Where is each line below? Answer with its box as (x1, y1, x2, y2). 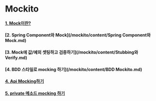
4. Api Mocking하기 (5, 78, 45, 84)
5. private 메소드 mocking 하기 (5, 90, 65, 96)
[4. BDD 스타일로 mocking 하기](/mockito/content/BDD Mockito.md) (5, 66, 142, 72)
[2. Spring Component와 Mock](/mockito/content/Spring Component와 (5, 32, 151, 38)
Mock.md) (5, 38, 27, 43)
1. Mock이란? (5, 20, 31, 26)
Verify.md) (5, 55, 28, 60)
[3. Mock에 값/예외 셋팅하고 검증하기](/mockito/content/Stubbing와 (5, 49, 139, 55)
